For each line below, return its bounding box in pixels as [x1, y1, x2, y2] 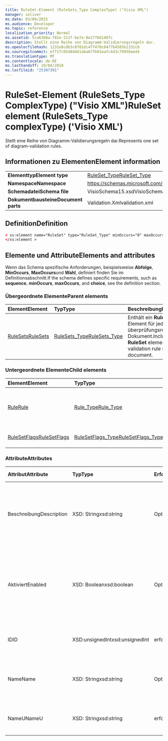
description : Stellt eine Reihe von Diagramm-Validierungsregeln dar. [5, 40, 155, 45]
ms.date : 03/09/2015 [5, 16, 48, 21]
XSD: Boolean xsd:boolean [72, 581, 133, 588]
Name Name [7, 675, 36, 682]
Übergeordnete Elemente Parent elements [5, 293, 108, 300]
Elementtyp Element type [7, 171, 68, 178]
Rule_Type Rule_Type [74, 403, 122, 410]
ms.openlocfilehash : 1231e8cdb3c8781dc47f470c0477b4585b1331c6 [5, 44, 140, 49]
